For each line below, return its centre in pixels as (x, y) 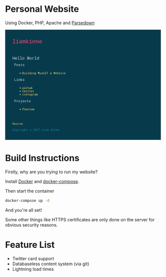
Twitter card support (33, 258)
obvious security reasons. (31, 225)
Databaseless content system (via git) (51, 264)
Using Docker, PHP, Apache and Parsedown (50, 23)
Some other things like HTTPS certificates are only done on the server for (80, 220)
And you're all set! (23, 210)
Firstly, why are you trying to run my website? (51, 172)
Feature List (30, 245)
